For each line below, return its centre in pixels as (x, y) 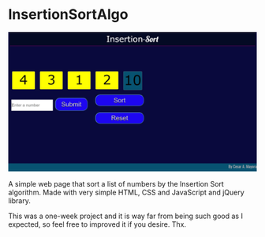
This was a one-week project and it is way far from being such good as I (125, 216)
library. (20, 201)
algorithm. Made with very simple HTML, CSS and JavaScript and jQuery (126, 193)
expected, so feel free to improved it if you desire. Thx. (97, 224)
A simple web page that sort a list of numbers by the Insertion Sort (116, 184)
